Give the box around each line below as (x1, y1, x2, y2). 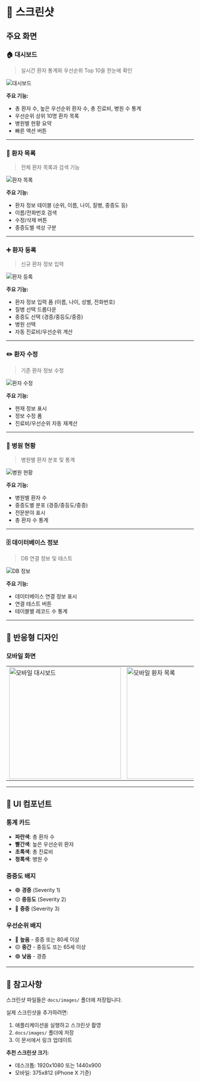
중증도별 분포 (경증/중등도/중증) (14, 501, 88, 509)
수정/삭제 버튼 (14, 217, 48, 224)
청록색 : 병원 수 (14, 855, 49, 862)
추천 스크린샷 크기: (6, 1049, 49, 1056)
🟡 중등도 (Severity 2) (14, 896, 67, 903)
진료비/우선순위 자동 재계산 (14, 419, 78, 426)
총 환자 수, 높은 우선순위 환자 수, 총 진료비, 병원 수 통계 (14, 105, 142, 112)
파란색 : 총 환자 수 (14, 833, 55, 840)
